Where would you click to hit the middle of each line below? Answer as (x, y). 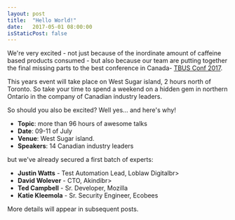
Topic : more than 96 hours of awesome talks (82, 124)
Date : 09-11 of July (45, 131)
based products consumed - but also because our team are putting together (117, 61)
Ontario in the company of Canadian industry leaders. (85, 97)
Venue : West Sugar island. (56, 139)
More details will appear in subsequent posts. (73, 209)
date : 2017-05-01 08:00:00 (50, 27)
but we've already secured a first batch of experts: (80, 160)
